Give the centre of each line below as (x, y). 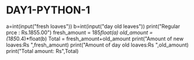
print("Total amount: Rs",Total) (42, 51)
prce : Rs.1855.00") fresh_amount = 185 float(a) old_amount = (79, 32)
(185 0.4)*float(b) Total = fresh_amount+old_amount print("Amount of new (95, 38)
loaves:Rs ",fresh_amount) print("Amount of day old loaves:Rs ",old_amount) (97, 45)
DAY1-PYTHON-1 (48, 10)
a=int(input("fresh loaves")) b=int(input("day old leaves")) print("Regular (93, 26)
